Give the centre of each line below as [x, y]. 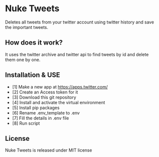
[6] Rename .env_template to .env [46, 112]
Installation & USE [33, 75]
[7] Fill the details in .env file [41, 118]
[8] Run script [26, 123]
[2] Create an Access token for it [45, 92]
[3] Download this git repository [44, 97]
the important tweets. [27, 27]
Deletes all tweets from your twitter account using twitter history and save [79, 22]
